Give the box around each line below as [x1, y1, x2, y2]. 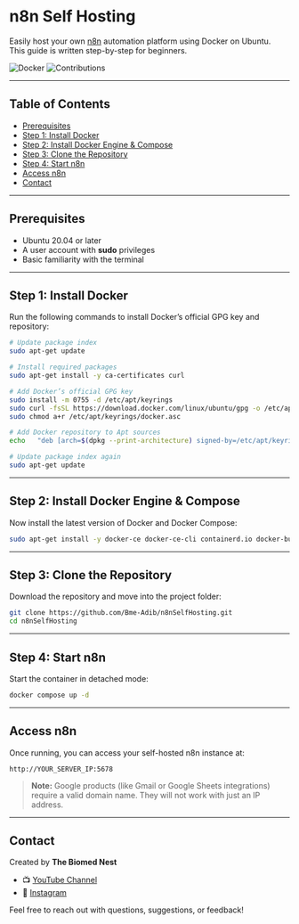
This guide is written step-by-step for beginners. [9, 45, 188, 55]
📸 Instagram [21, 887, 67, 898]
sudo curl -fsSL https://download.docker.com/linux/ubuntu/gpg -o [9, 404, 261, 413]
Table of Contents [9, 96, 111, 112]
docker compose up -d [9, 691, 90, 699]
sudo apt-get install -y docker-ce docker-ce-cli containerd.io [9, 535, 253, 544]
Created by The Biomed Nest [9, 857, 117, 868]
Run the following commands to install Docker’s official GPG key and [9, 312, 260, 323]
